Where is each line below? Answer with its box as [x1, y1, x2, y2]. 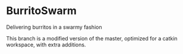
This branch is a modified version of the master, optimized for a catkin [6, 35, 178, 42]
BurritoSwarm [6, 4, 77, 18]
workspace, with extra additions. [6, 41, 86, 48]
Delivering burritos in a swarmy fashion [6, 23, 102, 31]
